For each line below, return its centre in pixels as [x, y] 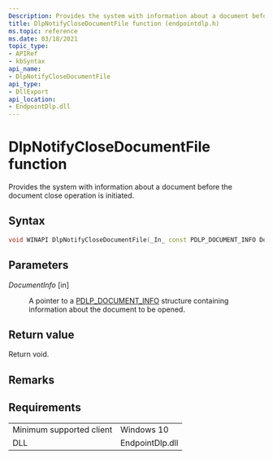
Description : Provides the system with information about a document [129, 16]
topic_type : [28, 46]
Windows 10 [145, 430]
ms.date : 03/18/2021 [43, 39]
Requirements [45, 408]
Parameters [39, 265]
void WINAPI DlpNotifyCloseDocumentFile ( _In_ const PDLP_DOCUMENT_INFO [132, 240]
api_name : [25, 69]
